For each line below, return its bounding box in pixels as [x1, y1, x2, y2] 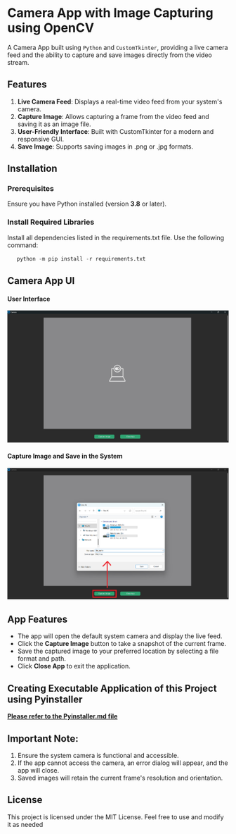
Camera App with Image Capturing [7, 5, 214, 21]
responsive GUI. [17, 135, 65, 143]
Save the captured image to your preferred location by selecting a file [17, 647, 219, 656]
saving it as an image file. [17, 120, 91, 128]
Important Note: [7, 733, 79, 745]
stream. [7, 58, 29, 66]
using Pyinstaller [7, 693, 83, 705]
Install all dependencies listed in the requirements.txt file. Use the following [7, 233, 225, 242]
